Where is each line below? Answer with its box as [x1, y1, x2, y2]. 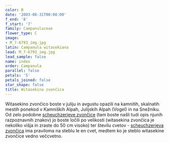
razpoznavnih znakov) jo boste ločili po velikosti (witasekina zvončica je [5, 117, 155, 123]
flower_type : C [5, 31, 37, 36]
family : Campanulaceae [5, 26, 53, 31]
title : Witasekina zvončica [5, 87, 65, 92]
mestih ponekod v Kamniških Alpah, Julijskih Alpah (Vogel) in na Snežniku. [5, 106, 160, 112]
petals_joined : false [5, 78, 51, 83]
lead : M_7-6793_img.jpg [5, 49, 55, 54]
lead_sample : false [5, 54, 46, 59]
